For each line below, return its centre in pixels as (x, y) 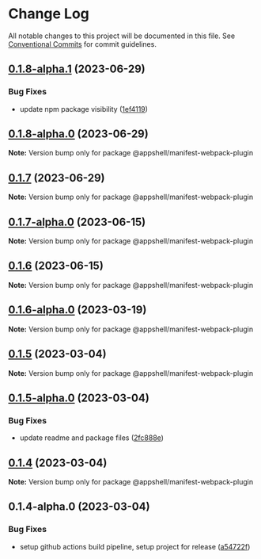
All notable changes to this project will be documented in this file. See (122, 36)
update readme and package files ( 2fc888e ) (92, 438)
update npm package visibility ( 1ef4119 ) (84, 109)
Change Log (49, 14)
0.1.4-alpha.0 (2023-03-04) (79, 507)
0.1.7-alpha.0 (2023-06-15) (77, 222)
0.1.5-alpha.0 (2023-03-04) (79, 398)
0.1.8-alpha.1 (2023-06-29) (77, 69)
